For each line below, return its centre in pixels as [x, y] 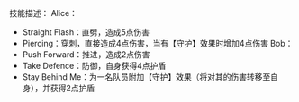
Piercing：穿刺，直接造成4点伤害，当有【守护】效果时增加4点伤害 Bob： [158, 43]
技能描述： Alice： [44, 13]
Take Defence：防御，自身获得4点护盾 [94, 66]
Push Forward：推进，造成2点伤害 [86, 55]
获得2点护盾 [72, 88]
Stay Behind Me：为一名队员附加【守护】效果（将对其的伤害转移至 [146, 77]
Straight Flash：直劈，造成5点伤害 [86, 32]
